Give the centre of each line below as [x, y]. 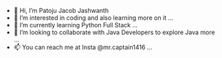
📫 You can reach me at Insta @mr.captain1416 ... [83, 47]
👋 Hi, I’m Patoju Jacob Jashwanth [61, 11]
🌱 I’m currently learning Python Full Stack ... [76, 25]
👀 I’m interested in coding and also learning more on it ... [93, 18]
